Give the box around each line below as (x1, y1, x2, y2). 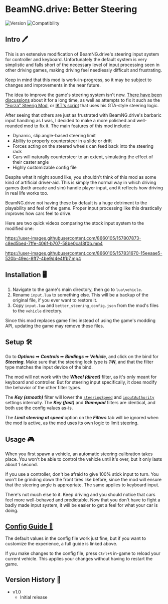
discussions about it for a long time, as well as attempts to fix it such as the (5, 97, 160, 103)
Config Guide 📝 (5, 522, 54, 530)
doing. (5, 507, 19, 514)
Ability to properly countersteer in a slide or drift (12, 138, 112, 144)
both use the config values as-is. (5, 405, 73, 411)
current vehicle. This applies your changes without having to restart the (5, 556, 153, 561)
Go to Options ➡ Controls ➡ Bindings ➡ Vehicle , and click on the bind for (5, 354, 159, 360)
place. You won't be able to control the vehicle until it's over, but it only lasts (5, 456, 162, 462)
